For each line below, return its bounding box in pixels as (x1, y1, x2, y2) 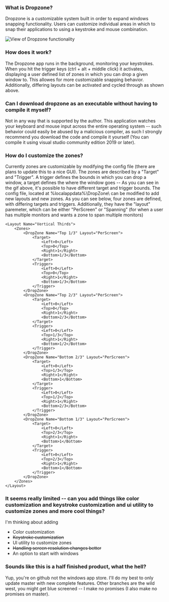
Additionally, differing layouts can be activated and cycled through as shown (5, 82, 164, 88)
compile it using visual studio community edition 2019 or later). (5, 139, 136, 145)
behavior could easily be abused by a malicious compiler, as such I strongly (5, 128, 162, 134)
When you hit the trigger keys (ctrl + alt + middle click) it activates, (5, 65, 144, 72)
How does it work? (5, 49, 52, 56)
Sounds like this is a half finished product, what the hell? (5, 563, 146, 570)
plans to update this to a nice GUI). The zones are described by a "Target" (5, 169, 159, 175)
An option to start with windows (12, 550, 79, 556)
